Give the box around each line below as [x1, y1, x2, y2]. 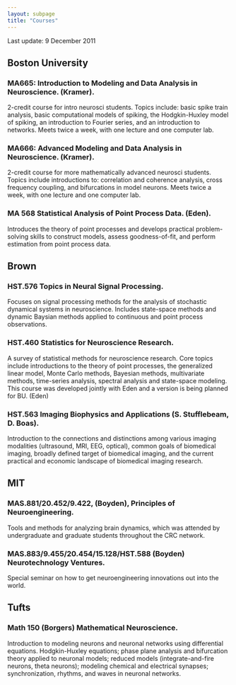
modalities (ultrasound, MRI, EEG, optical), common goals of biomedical [7, 442, 216, 451]
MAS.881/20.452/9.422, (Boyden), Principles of [7, 499, 175, 509]
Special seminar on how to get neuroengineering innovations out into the [7, 574, 219, 582]
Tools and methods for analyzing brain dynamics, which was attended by [7, 523, 220, 532]
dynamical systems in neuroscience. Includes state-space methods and [7, 305, 217, 314]
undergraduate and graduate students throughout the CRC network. [7, 531, 205, 539]
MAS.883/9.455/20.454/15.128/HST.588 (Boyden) [7, 548, 185, 558]
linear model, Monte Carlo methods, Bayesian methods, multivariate [7, 369, 205, 378]
